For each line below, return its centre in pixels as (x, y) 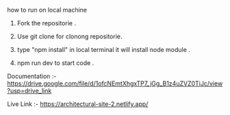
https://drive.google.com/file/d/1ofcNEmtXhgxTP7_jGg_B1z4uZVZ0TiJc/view (115, 84)
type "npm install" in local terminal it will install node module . (103, 50)
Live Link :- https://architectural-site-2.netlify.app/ (78, 104)
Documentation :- (32, 76)
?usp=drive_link (29, 91)
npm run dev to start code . (55, 63)
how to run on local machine (47, 10)
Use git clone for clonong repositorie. (69, 36)
